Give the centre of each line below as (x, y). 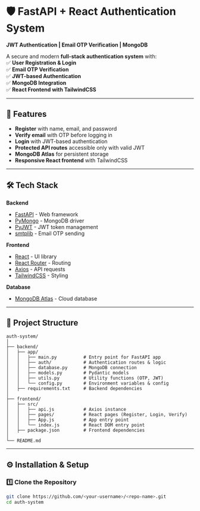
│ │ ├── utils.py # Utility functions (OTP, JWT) (85, 378)
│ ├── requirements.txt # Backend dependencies (74, 389)
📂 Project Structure (42, 323)
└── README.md (24, 441)
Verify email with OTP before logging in (64, 135)
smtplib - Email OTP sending (50, 233)
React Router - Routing (43, 262)
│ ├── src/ (22, 404)
